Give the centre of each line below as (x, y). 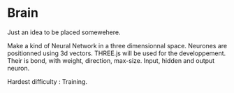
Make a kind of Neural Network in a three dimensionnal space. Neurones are (117, 45)
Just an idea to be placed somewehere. (64, 32)
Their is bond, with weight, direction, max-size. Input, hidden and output (111, 60)
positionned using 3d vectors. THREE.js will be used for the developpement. (117, 53)
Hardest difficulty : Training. (47, 81)
